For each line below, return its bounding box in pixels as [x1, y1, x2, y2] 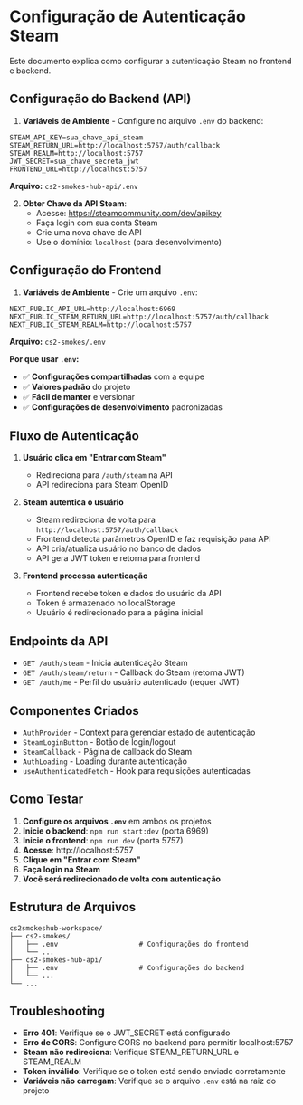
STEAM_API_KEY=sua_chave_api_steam [9, 133, 144, 142]
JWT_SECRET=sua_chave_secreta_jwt [9, 157, 140, 166]
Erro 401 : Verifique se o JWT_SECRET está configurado [22, 1027, 231, 1038]
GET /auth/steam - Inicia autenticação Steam [22, 658, 188, 669]
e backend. [9, 65, 52, 76]
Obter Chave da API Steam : [22, 197, 128, 209]
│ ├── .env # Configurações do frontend [9, 939, 249, 948]
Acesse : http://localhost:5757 [22, 844, 134, 855]
